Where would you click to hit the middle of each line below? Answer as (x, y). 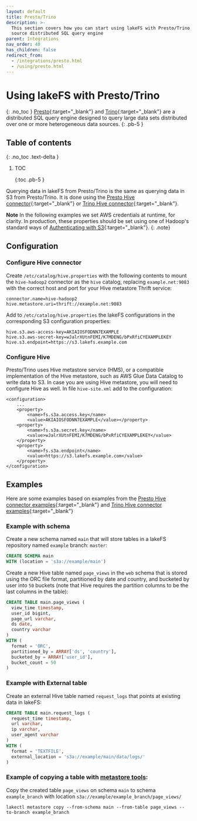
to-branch (18, 812)
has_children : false (31, 50)
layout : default (26, 11)
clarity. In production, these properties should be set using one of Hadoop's (98, 221)
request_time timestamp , (42, 719)
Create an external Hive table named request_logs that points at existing (93, 696)
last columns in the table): (37, 591)
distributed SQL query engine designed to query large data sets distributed (97, 118)
